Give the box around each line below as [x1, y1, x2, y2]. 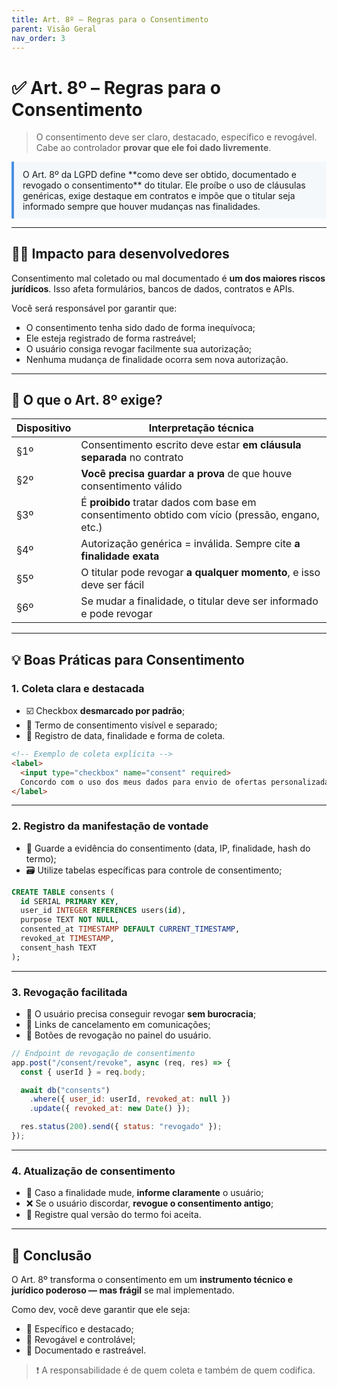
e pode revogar [80, 607, 153, 621]
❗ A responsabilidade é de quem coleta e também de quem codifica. [35, 1364, 316, 1376]
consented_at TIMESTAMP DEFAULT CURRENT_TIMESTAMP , [20, 924, 241, 935]
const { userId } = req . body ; [20, 1067, 146, 1077]
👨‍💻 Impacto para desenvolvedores [11, 246, 230, 263]
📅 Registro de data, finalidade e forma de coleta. [25, 730, 226, 741]
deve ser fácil [80, 578, 145, 592]
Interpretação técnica [148, 421, 254, 435]
